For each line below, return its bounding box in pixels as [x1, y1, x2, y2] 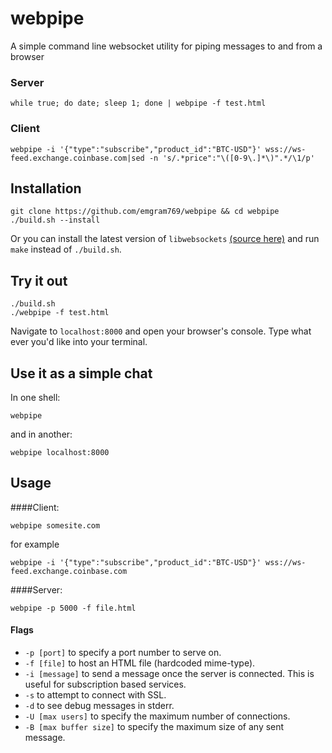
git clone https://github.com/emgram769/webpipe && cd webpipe [10, 207, 280, 217]
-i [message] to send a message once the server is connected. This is [24, 667, 315, 679]
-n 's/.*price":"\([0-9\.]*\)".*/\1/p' [148, 153, 315, 163]
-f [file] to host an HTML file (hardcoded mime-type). [24, 657, 256, 669]
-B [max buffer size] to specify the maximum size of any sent [24, 720, 285, 732]
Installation [10, 180, 82, 197]
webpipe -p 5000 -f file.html [10, 603, 137, 613]
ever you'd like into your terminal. [10, 336, 148, 348]
